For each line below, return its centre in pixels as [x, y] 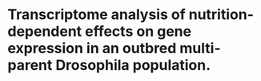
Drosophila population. [133, 66]
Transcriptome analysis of [96, 15]
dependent [45, 31]
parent [30, 66]
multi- [200, 48]
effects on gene [138, 31]
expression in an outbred [92, 48]
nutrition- [221, 15]
